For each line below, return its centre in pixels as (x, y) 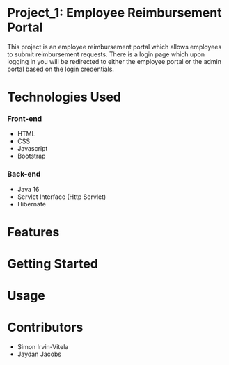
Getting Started (53, 264)
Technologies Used (64, 97)
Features (33, 232)
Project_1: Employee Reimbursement (114, 13)
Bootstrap (31, 156)
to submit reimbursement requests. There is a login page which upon (106, 54)
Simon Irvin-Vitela (43, 347)
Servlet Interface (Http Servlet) (62, 197)
